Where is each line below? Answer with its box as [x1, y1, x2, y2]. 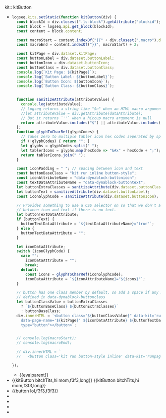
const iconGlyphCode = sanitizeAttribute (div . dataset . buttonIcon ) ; [16, 194, 159, 199]
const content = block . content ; [16, 28, 83, 34]
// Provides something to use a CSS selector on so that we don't [16, 203, 157, 208]
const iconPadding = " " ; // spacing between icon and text [16, 166, 143, 171]
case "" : [21, 253, 39, 258]
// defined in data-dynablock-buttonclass [16, 295, 106, 300]
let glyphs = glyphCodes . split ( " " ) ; [21, 143, 99, 148]
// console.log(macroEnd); [16, 340, 72, 345]
